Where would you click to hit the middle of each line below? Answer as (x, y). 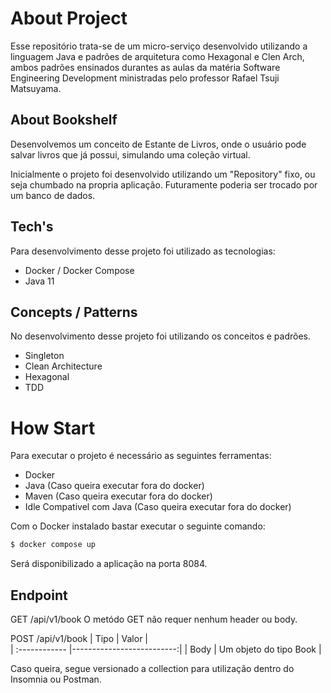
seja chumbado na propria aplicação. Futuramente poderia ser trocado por (164, 184)
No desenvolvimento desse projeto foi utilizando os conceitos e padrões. (161, 336)
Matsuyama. (36, 88)
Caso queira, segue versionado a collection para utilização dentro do (152, 668)
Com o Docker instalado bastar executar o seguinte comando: (138, 526)
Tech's (32, 227)
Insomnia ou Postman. (56, 679)
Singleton (44, 356)
